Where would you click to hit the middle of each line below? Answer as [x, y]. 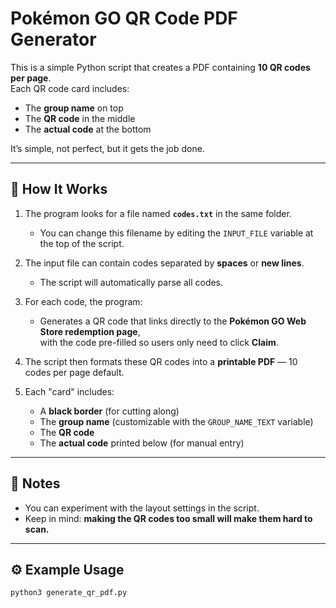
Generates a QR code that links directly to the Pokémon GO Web [173, 321]
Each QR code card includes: [70, 88]
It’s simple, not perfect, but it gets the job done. [107, 148]
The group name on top [74, 108]
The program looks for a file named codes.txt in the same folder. [158, 213]
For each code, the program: [83, 301]
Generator [53, 39]
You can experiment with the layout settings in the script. [142, 508]
